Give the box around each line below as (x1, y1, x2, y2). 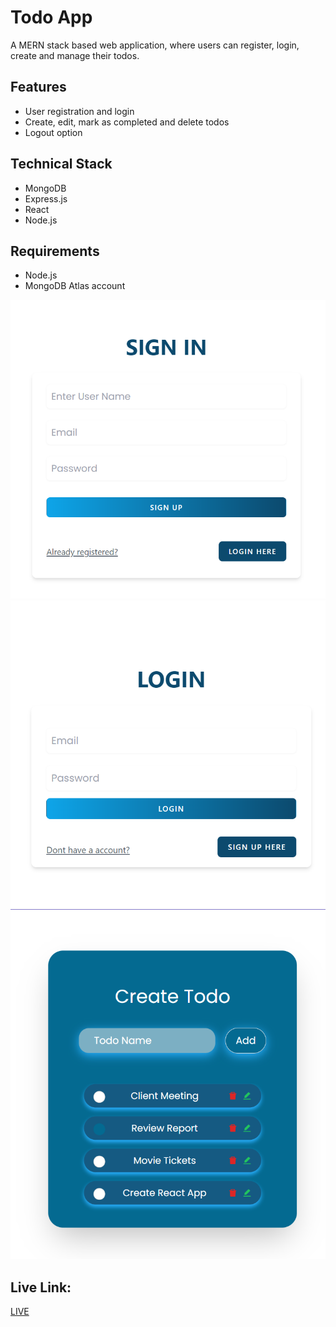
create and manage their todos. (10, 49, 140, 61)
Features (10, 79, 67, 96)
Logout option (24, 126, 83, 138)
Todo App (10, 6, 93, 29)
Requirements (10, 242, 100, 260)
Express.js (24, 192, 68, 205)
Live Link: (10, 1279, 72, 1296)
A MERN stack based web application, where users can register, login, (10, 39, 300, 51)
